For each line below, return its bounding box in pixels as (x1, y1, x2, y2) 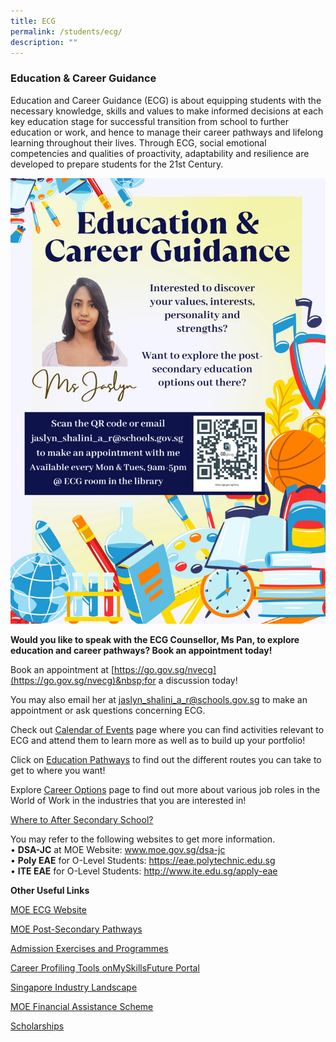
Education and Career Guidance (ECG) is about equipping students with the (10, 94, 322, 106)
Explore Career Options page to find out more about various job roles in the (10, 784, 321, 796)
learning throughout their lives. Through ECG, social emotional (10, 136, 267, 149)
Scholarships (10, 1020, 65, 1032)
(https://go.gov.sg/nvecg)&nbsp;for (10, 675, 157, 687)
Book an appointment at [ (10, 664, 115, 676)
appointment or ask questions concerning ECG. (10, 705, 206, 717)
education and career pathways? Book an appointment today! (10, 645, 273, 657)
